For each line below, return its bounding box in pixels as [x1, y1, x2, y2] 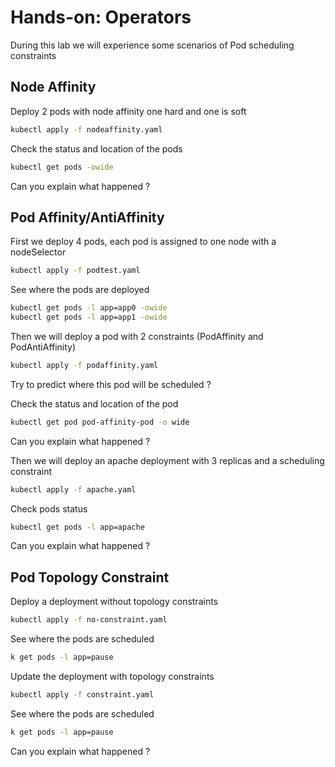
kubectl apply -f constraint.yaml [10, 690, 155, 700]
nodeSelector [10, 246, 67, 258]
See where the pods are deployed [10, 284, 150, 296]
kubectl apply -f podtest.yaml [10, 266, 141, 276]
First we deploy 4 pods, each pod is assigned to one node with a [10, 236, 277, 248]
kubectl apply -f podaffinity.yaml [10, 360, 159, 370]
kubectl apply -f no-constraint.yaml [10, 615, 168, 625]
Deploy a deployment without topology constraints [10, 596, 218, 608]
